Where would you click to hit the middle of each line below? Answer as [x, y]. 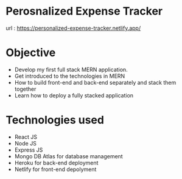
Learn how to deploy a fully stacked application [74, 95]
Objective [31, 53]
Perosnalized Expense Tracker [84, 11]
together [25, 89]
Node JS [26, 143]
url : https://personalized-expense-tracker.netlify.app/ [73, 28]
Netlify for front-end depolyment [55, 169]
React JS [26, 137]
